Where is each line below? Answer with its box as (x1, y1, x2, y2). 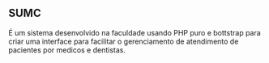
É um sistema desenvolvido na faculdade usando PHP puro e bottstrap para (8, 27, 261, 37)
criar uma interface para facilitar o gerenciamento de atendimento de (8, 36, 239, 46)
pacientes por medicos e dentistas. (8, 44, 126, 55)
